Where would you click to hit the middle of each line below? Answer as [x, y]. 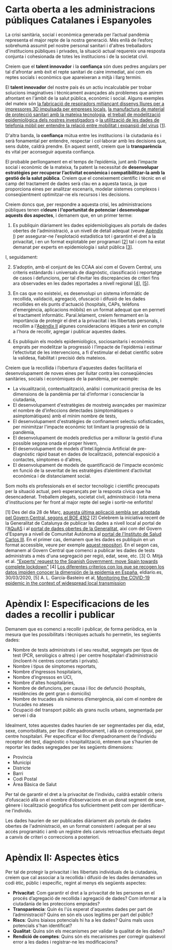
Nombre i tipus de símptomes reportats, [55, 666]
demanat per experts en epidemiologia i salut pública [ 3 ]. [73, 247]
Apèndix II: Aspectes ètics [62, 858]
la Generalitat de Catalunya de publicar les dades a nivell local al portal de [83, 523]
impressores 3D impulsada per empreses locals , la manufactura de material [85, 109]
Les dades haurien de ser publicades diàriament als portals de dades [78, 821]
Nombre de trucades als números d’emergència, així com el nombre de [88, 699]
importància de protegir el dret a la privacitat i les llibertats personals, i [87, 320]
